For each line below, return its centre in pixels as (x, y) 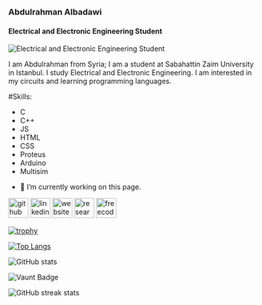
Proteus (33, 155)
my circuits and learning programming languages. (90, 81)
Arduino (33, 163)
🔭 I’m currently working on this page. (80, 187)
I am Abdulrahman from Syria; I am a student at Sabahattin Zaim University (131, 64)
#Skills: (20, 97)
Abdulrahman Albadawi (55, 12)
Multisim (34, 172)
